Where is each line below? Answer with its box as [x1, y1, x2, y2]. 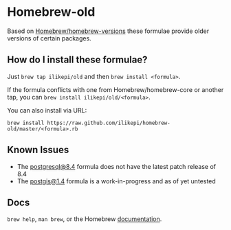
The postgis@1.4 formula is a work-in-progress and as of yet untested [16, 176, 217, 185]
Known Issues [7, 144, 69, 156]
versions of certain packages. [7, 34, 91, 42]
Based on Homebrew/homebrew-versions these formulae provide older [7, 27, 210, 35]
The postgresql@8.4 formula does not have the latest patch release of [16, 162, 217, 170]
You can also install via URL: [7, 106, 87, 114]
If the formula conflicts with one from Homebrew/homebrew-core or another [7, 85, 224, 93]
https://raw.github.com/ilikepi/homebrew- [47, 119, 170, 126]
